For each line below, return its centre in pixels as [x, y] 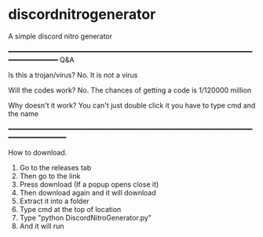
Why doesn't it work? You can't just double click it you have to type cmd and [132, 105]
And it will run [42, 226]
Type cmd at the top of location [70, 209]
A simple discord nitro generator [60, 36]
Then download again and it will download [88, 192]
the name [24, 113]
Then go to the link [50, 176]
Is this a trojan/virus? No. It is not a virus [73, 75]
